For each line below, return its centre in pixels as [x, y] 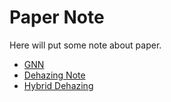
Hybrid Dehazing [58, 85]
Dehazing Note [54, 75]
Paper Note [57, 17]
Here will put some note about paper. [85, 45]
